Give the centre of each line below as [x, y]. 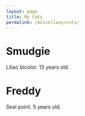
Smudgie [28, 51]
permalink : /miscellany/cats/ [43, 22]
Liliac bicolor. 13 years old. [38, 67]
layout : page [22, 11]
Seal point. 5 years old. [33, 107]
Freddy [24, 91]
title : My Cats [24, 17]
